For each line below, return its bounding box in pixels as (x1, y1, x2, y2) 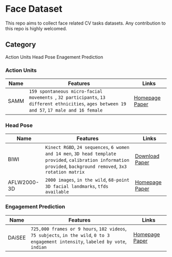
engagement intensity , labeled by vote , (30, 238, 127, 245)
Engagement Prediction (5, 203, 66, 210)
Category (5, 40, 36, 49)
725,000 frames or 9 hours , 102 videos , (30, 225, 127, 232)
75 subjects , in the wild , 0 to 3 (30, 231, 110, 239)
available (45, 189, 69, 195)
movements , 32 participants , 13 (29, 94, 106, 101)
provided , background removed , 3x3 (45, 163, 127, 170)
